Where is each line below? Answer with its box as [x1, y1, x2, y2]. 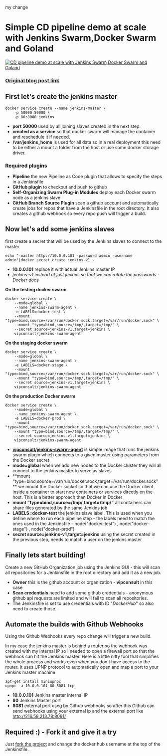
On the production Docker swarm [5, 393, 76, 399]
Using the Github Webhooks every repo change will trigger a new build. [5, 633, 152, 639]
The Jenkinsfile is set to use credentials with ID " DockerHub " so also [12, 600, 154, 606]
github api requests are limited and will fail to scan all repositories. [12, 595, 148, 601]
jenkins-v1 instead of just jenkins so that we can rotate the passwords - [12, 271, 160, 277]
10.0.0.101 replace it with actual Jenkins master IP [12, 266, 116, 272]
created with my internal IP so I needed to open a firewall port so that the [5, 648, 155, 654]
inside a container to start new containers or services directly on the [12, 489, 153, 495]
